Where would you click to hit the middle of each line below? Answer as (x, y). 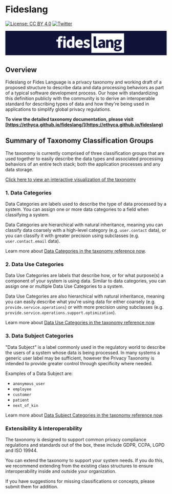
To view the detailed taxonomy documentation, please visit (70, 120)
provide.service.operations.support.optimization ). (61, 313)
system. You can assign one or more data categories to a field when (77, 209)
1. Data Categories (29, 192)
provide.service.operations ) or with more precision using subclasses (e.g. (84, 307)
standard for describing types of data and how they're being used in (77, 104)
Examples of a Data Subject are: (39, 373)
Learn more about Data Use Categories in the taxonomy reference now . (81, 323)
